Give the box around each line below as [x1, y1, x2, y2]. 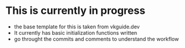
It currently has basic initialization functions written [13, 29, 138, 36]
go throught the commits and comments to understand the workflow [13, 35, 179, 42]
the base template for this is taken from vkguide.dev [13, 23, 140, 30]
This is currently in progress [5, 4, 146, 17]
